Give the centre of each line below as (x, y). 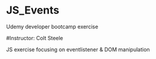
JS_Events (33, 10)
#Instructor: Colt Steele (35, 38)
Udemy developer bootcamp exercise (52, 27)
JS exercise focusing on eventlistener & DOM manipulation (78, 49)
